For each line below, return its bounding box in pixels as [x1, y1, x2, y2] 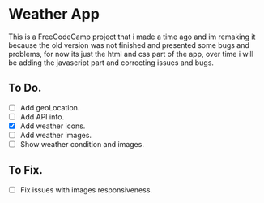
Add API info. [19, 111, 65, 122]
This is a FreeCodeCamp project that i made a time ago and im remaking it [8, 32, 256, 41]
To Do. [8, 81, 42, 95]
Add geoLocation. [19, 102, 80, 112]
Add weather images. [19, 130, 92, 140]
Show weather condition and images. [19, 140, 144, 149]
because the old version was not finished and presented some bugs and [8, 40, 249, 50]
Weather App [8, 5, 100, 24]
